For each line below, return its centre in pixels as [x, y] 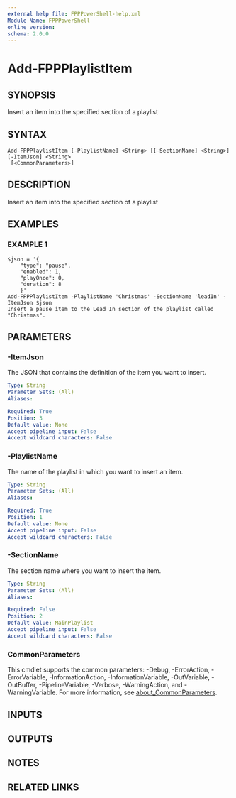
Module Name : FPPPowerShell [49, 21]
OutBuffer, [22, 685]
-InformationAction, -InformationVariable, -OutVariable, [130, 677]
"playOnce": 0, [43, 278]
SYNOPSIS [32, 95]
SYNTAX [27, 135]
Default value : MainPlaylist [50, 623]
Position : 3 [25, 418]
